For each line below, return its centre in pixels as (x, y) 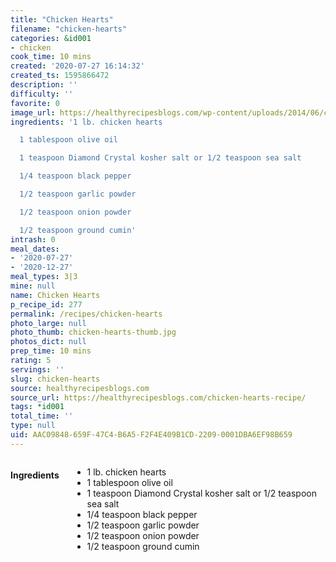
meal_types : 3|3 (44, 277)
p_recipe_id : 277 (46, 304)
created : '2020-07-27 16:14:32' (77, 66)
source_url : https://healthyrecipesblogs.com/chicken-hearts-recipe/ (158, 397)
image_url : (33, 112)
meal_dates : (35, 249)
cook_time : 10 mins (51, 57)
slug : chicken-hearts (55, 379)
